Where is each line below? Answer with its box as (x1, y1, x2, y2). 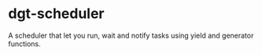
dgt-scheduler (8, 5, 105, 23)
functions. (8, 38, 41, 48)
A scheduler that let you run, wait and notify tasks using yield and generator (8, 31, 254, 40)
